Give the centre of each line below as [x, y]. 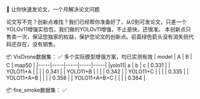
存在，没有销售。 [37, 44]
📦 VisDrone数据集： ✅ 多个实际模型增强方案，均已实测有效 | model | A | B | [99, 57]
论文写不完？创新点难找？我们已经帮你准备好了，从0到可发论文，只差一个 [96, 22]
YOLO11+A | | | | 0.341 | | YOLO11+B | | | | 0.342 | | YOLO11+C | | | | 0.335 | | [98, 71]
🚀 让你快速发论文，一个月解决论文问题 [53, 9]
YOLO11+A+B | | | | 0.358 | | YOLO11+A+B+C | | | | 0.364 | [76, 78]
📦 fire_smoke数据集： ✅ [37, 90]
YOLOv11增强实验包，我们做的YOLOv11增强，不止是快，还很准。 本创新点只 [99, 29]
